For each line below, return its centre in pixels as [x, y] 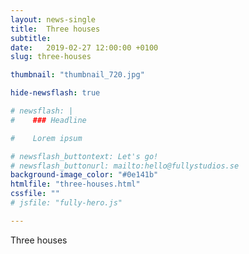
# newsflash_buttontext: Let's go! [84, 156]
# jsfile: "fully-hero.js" [66, 203]
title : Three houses [55, 29]
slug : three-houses [51, 57]
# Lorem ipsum [46, 138]
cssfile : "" [35, 194]
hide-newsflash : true [55, 93]
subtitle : [31, 38]
